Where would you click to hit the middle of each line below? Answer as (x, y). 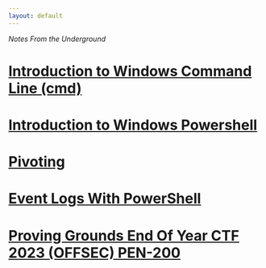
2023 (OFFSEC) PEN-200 (95, 252)
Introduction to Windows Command (130, 71)
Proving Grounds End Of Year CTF (124, 235)
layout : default (35, 16)
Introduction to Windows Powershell (133, 125)
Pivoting (37, 162)
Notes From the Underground (57, 39)
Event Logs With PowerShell (105, 199)
